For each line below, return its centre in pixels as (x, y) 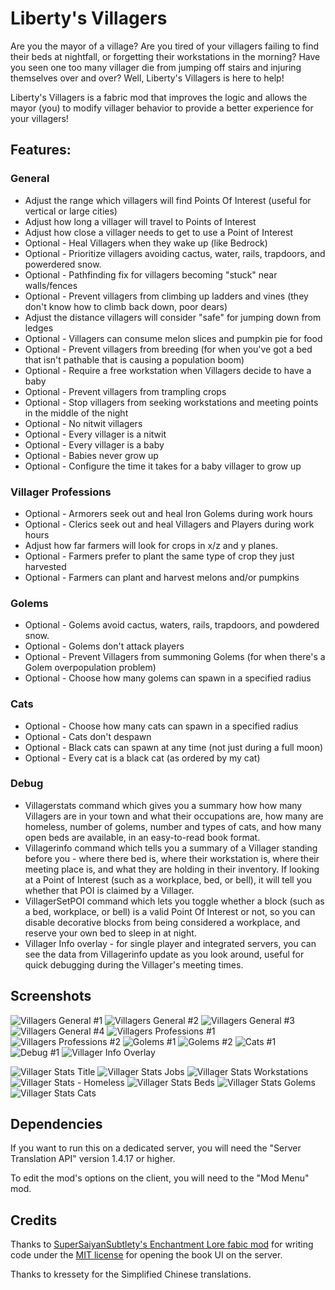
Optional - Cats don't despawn (88, 736)
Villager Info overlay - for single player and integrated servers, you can (170, 943)
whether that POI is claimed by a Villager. (109, 890)
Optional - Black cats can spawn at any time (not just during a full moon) (174, 747)
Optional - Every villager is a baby (94, 444)
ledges (39, 328)
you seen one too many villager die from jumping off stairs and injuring (156, 67)
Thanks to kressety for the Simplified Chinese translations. (131, 1274)
